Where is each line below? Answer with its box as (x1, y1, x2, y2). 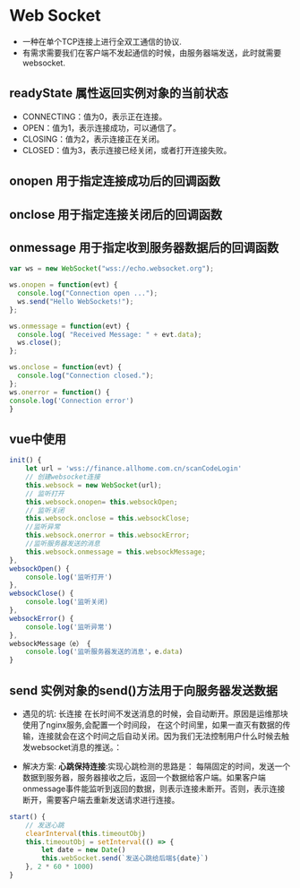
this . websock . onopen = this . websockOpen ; (25, 497, 178, 506)
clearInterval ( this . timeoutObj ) (25, 829, 146, 838)
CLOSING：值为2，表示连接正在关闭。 (21, 134, 165, 144)
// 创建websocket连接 (25, 472, 101, 482)
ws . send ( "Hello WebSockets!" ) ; (17, 297, 134, 306)
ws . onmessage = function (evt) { (9, 322, 130, 331)
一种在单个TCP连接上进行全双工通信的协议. (21, 36, 182, 47)
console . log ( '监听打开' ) (25, 573, 113, 582)
